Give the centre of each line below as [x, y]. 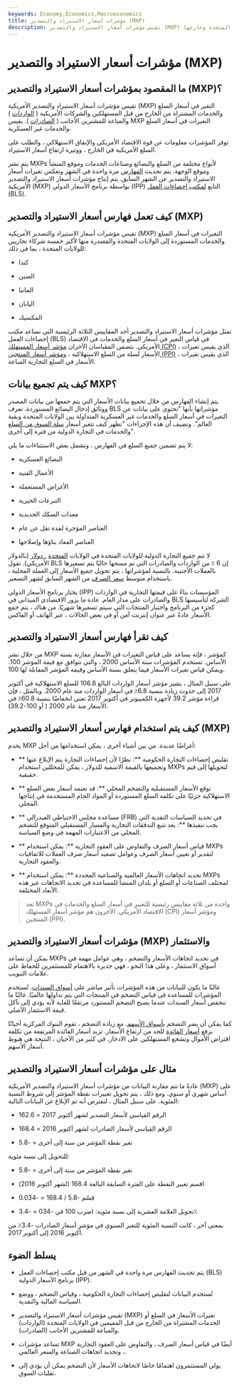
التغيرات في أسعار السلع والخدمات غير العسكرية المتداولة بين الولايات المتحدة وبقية [118, 416]
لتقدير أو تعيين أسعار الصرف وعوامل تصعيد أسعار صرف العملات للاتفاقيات [116, 853]
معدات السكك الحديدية [48, 514]
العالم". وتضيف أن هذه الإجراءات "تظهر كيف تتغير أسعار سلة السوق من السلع [110, 424]
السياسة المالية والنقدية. [50, 1301]
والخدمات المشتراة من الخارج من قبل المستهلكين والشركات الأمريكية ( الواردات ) [116, 113]
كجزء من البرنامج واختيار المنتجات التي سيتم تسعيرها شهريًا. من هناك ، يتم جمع [112, 607]
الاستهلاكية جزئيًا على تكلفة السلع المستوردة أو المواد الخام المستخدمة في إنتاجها [124, 795]
